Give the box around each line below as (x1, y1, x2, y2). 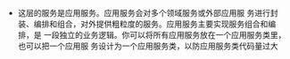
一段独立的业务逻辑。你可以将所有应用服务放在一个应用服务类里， (43, 30, 286, 40)
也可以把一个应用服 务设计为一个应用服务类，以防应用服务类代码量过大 (17, 41, 278, 51)
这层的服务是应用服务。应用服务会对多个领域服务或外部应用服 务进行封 (17, 8, 278, 18)
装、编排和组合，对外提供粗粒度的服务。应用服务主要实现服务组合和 (17, 18, 269, 29)
